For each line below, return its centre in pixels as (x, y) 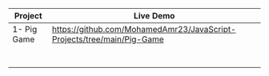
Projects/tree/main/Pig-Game (108, 39)
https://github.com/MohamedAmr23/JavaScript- (144, 29)
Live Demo (154, 16)
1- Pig (25, 29)
